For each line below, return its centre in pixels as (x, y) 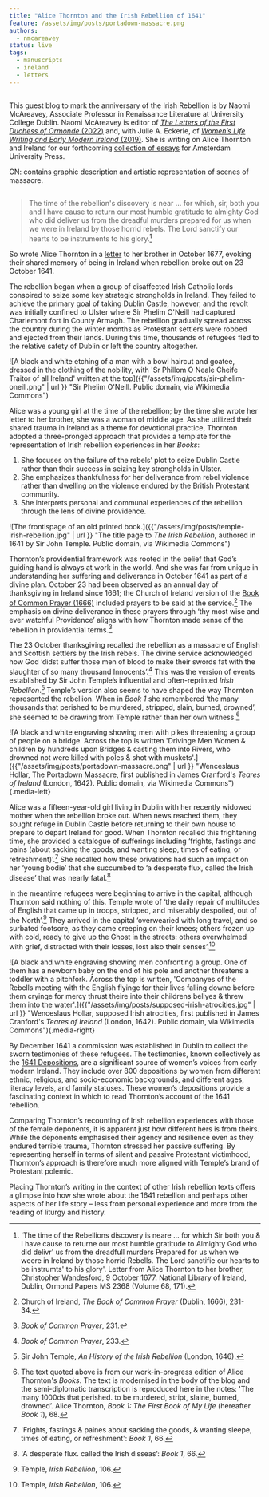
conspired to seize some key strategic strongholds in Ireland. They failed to (133, 295)
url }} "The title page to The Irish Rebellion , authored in (166, 535)
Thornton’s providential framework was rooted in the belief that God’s (123, 559)
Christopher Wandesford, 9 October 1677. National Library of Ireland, (133, 1277)
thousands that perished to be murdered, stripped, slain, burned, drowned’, (133, 707)
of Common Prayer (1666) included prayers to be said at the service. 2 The (131, 602)
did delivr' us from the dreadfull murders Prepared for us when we (129, 1252)
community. (40, 494)
